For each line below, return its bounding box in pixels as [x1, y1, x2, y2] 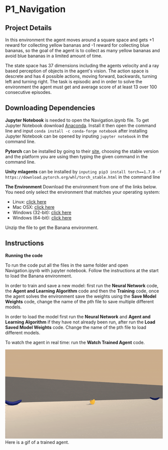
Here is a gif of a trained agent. [5, 439, 69, 445]
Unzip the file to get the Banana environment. [5, 224, 99, 231]
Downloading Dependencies [5, 104, 95, 113]
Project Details [5, 24, 52, 32]
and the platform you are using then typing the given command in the [5, 153, 148, 159]
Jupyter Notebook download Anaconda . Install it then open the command [5, 122, 156, 129]
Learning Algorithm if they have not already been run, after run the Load [5, 319, 155, 325]
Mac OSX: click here [12, 204, 55, 210]
